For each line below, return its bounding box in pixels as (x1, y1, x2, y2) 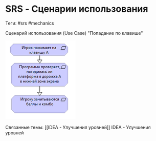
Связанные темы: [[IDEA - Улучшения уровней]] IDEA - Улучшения (5, 124, 151, 130)
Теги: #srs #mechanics (5, 20, 55, 26)
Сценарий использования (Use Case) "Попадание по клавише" (5, 30, 143, 36)
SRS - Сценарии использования (5, 3, 148, 15)
